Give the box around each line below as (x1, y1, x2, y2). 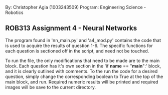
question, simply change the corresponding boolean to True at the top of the (5, 73, 163, 79)
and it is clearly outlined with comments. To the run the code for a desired (5, 68, 158, 74)
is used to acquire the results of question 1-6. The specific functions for (5, 42, 153, 48)
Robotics (5, 9, 24, 15)
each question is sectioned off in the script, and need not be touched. (5, 47, 149, 54)
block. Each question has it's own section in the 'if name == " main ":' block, (5, 62, 161, 69)
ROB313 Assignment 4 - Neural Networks (5, 24, 137, 32)
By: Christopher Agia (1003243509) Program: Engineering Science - (5, 4, 146, 10)
